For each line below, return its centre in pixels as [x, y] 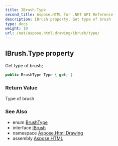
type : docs [17, 24]
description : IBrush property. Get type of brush [58, 19]
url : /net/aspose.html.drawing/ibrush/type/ [52, 33]
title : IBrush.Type [26, 10]
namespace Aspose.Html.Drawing [48, 133]
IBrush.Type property [40, 53]
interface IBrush [29, 128]
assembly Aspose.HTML [38, 138]
